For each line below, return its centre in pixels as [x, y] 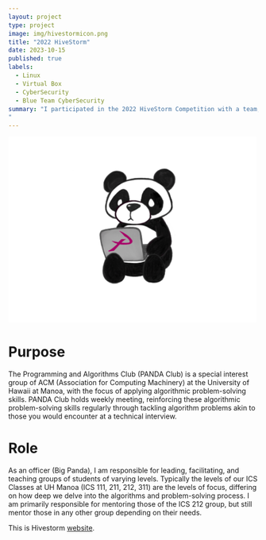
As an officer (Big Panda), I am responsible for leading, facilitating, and [124, 470]
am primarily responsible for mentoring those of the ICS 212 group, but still [130, 503]
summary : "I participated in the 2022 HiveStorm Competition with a [124, 109]
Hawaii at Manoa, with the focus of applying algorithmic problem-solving [127, 391]
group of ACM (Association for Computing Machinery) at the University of [129, 382]
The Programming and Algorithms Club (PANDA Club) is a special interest [128, 374]
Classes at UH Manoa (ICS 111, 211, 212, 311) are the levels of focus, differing [132, 487]
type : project [32, 25]
